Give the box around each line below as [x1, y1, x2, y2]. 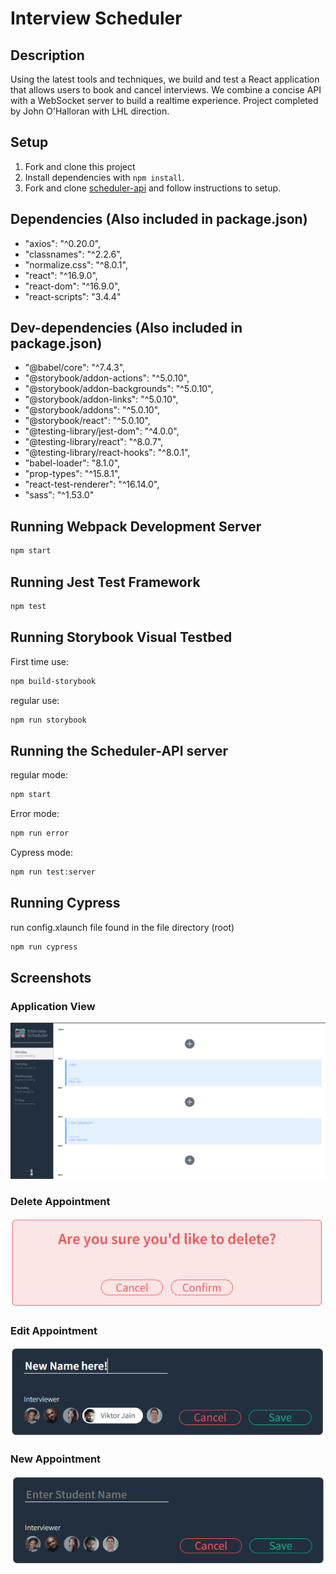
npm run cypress [10, 942, 78, 952]
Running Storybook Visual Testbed [10, 629, 233, 646]
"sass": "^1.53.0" [24, 489, 95, 501]
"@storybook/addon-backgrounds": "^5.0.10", [24, 383, 214, 395]
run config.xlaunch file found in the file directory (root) [10, 921, 235, 933]
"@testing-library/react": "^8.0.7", [24, 436, 164, 448]
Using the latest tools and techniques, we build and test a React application [10, 73, 320, 85]
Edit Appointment [10, 1323, 98, 1337]
